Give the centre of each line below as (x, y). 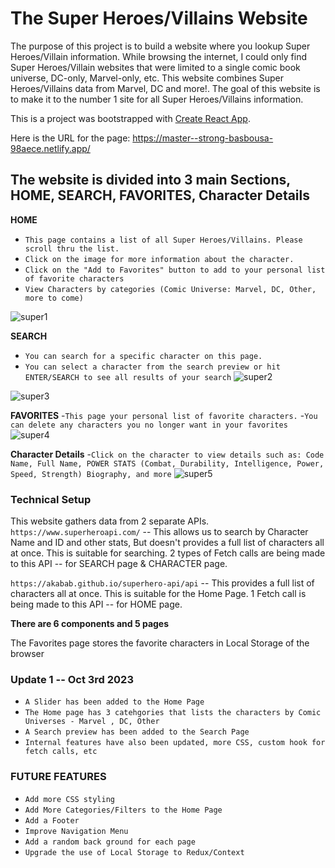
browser (27, 654)
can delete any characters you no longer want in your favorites (149, 425)
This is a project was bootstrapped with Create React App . (130, 118)
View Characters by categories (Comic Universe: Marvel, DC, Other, (170, 289)
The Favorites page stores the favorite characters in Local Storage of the (160, 643)
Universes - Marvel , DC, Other (92, 722)
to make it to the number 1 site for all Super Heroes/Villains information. (157, 99)
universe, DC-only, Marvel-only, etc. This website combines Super (147, 78)
